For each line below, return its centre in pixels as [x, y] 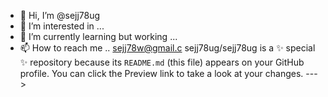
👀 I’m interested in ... [62, 26]
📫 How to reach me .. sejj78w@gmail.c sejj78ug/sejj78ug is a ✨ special [167, 48]
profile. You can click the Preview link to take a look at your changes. [161, 73]
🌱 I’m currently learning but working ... [98, 36]
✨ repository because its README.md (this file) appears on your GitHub [162, 62]
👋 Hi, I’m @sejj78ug [60, 15]
